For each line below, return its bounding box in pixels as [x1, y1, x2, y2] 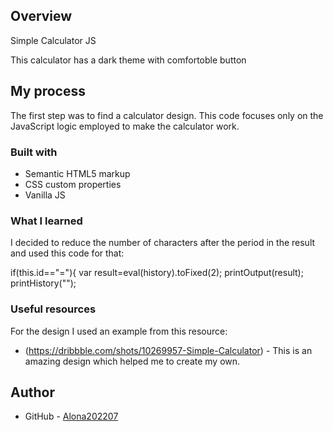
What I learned [10, 214, 83, 228]
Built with [10, 145, 58, 159]
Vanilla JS [24, 189, 66, 201]
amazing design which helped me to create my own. [24, 355, 241, 367]
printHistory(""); [10, 277, 77, 289]
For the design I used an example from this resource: [10, 325, 228, 337]
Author [10, 384, 55, 401]
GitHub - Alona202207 [24, 410, 119, 423]
